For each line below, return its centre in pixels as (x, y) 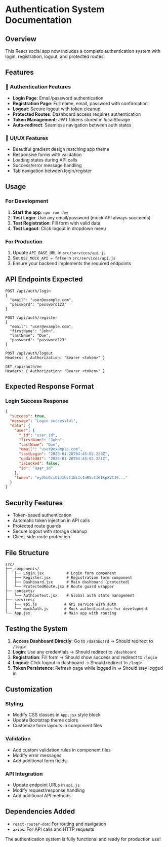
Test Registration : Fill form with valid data (56, 223)
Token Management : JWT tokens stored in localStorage (71, 119)
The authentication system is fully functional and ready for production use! (83, 839)
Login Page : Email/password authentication (58, 98)
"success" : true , (28, 416)
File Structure (27, 553)
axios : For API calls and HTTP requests (53, 829)
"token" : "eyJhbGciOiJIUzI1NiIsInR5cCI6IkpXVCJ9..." (71, 478)
